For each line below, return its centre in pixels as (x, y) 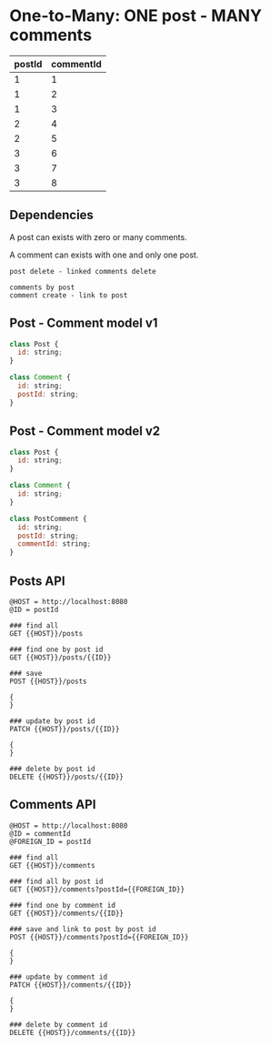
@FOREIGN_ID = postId (50, 841)
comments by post (42, 287)
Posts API (37, 581)
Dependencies (51, 215)
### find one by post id (56, 649)
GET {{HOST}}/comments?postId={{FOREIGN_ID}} (97, 889)
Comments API (53, 805)
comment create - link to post (69, 295)
